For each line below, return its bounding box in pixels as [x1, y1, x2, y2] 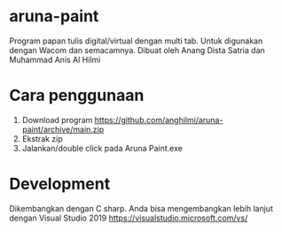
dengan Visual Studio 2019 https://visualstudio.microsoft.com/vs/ [9, 213, 248, 223]
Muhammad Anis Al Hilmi [9, 54, 101, 65]
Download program [21, 114, 93, 125]
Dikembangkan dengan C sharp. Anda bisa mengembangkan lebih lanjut [9, 203, 273, 213]
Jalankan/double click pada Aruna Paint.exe [21, 143, 184, 153]
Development [9, 174, 111, 194]
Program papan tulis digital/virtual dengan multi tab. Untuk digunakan [9, 35, 263, 46]
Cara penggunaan [9, 86, 145, 105]
